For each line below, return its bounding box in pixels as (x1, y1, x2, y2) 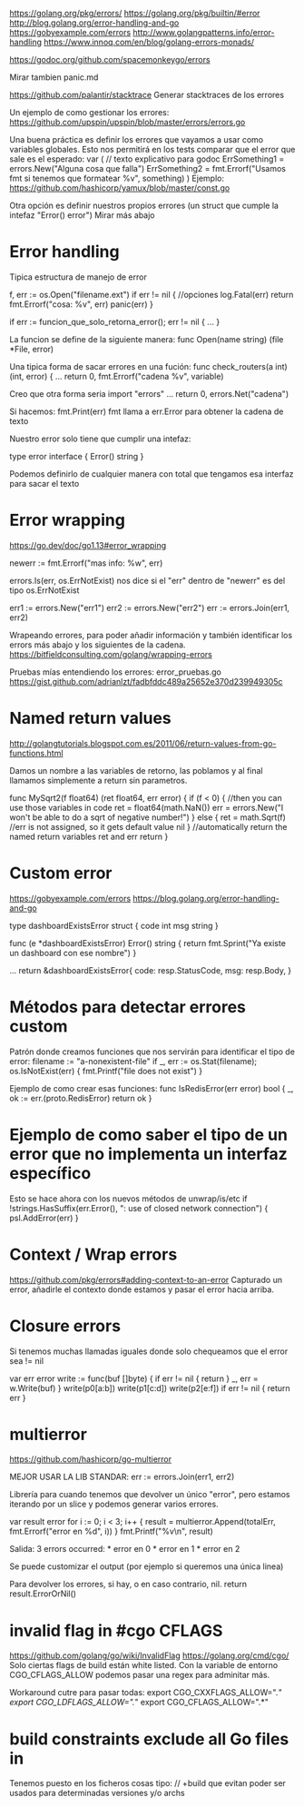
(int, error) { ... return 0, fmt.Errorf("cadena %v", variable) (9, 370, 224, 381)
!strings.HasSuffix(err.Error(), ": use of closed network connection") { (9, 1202, 269, 1213)
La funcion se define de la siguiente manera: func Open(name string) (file (9, 333, 284, 344)
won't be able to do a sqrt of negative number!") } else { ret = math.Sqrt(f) (9, 812, 286, 823)
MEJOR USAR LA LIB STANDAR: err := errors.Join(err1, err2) (9, 1471, 235, 1483)
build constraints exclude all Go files (9, 1729, 289, 1749)
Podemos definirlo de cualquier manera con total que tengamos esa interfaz (9, 468, 294, 479)
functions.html (9, 747, 64, 758)
